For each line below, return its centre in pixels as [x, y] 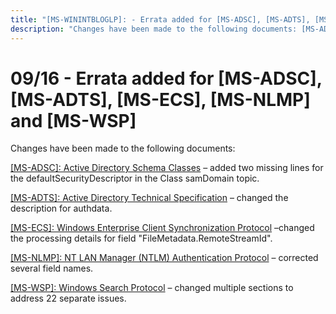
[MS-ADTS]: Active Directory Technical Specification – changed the [149, 198]
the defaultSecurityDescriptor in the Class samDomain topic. [135, 178]
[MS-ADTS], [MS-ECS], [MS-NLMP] [160, 99]
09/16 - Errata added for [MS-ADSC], [166, 78]
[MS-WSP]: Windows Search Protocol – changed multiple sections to [152, 288]
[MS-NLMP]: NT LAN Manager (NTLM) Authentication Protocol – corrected [164, 258]
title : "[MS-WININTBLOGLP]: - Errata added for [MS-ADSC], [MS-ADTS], [160, 19]
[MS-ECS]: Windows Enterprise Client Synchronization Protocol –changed [162, 228]
